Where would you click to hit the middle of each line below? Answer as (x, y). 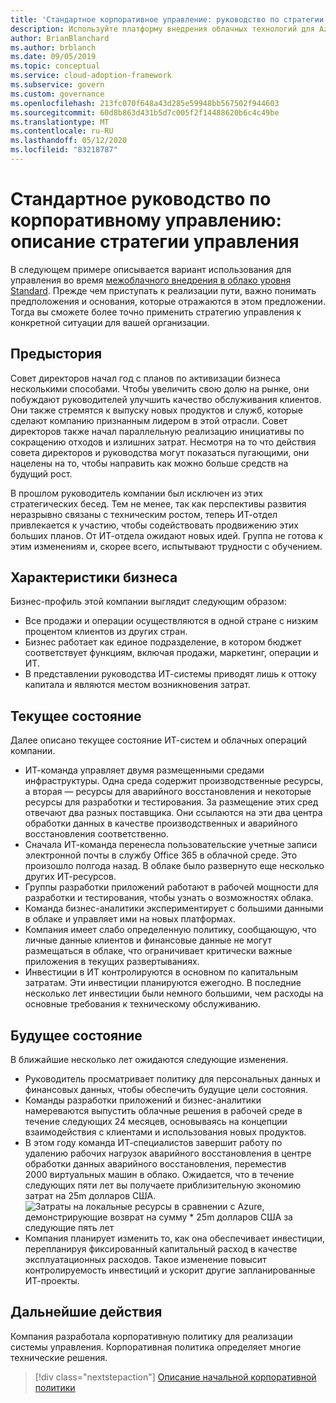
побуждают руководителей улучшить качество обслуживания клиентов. (166, 399)
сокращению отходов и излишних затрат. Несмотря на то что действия (163, 442)
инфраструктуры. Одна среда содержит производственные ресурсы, (174, 781)
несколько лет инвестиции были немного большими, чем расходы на (174, 993)
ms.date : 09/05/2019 (53, 57)
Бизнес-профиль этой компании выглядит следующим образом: (148, 602)
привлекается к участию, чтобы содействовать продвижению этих (154, 525)
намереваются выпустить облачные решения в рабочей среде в (163, 1111)
